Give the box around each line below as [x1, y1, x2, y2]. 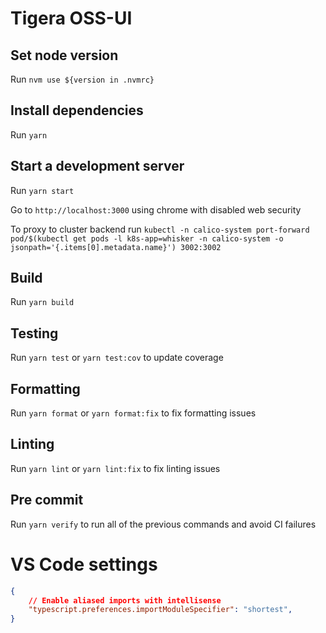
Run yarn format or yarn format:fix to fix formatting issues [10, 407, 257, 419]
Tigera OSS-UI [10, 7, 133, 30]
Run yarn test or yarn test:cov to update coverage [10, 352, 224, 364]
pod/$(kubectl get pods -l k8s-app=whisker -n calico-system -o [10, 233, 284, 244]
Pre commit [10, 492, 84, 509]
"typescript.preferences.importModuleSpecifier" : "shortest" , [28, 605, 293, 615]
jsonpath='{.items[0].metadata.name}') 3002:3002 [10, 242, 222, 252]
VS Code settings [10, 553, 158, 576]
